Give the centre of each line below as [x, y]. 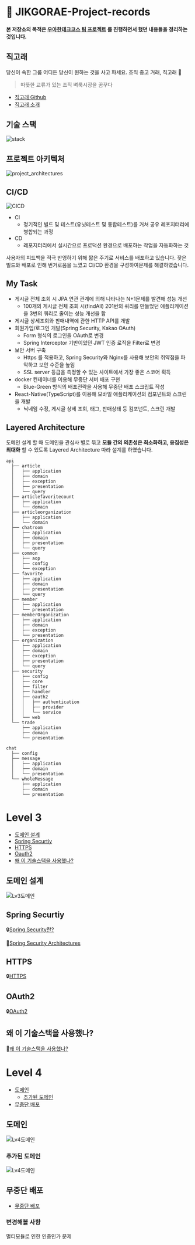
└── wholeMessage [32, 779]
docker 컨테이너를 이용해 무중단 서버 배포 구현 [67, 379]
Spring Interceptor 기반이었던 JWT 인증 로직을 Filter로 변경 [92, 342]
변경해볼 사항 [23, 1222]
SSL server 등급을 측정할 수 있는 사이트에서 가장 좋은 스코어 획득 [97, 372]
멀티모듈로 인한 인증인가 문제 [39, 1236]
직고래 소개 [27, 104]
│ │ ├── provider [38, 707]
